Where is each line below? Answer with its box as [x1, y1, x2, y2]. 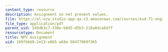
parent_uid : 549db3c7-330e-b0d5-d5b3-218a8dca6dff [5, 26, 113, 31]
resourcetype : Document [5, 30, 55, 35]
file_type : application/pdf [5, 21, 64, 26]
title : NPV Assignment [5, 35, 52, 40]
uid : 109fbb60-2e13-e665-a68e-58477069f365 [5, 40, 97, 45]
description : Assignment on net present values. [5, 12, 108, 17]
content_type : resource [5, 7, 55, 12]
